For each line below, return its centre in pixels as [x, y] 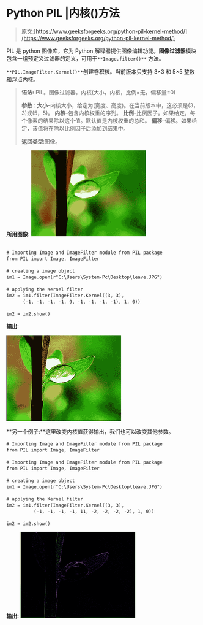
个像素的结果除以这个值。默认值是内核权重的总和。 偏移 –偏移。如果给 [109, 120]
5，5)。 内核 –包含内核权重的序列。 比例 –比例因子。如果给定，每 [115, 113]
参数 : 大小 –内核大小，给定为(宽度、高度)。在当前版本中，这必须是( [106, 105]
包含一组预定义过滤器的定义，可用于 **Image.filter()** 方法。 [85, 58]
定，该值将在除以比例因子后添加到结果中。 [75, 128]
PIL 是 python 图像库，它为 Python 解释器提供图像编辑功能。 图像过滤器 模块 [102, 51]
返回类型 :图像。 [41, 141]
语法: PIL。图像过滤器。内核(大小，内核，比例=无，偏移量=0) [98, 92]
